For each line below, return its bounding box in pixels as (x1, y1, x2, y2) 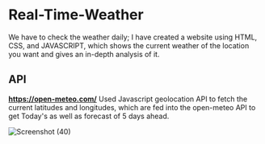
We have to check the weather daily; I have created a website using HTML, (8, 32, 258, 42)
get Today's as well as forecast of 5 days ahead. (8, 111, 170, 121)
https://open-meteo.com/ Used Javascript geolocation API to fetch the (8, 94, 248, 104)
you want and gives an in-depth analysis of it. (8, 49, 160, 59)
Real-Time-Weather (8, 6, 144, 24)
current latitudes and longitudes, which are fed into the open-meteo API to (8, 102, 256, 112)
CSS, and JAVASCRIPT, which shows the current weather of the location (8, 40, 250, 50)
